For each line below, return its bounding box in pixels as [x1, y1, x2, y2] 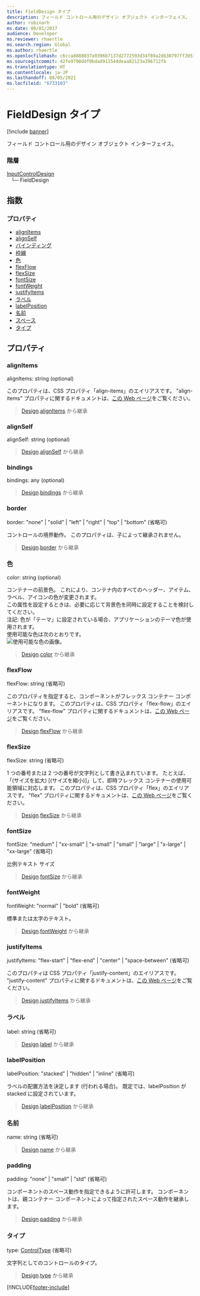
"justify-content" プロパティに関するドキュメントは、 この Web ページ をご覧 [7, 977, 192, 984]
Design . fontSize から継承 [21, 873, 82, 880]
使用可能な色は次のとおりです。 [7, 630, 85, 638]
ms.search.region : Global [7, 42, 71, 48]
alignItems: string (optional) [7, 375, 74, 382]
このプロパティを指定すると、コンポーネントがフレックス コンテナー [7, 693, 174, 700]
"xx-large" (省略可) [7, 847, 53, 855]
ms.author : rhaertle [7, 47, 58, 53]
